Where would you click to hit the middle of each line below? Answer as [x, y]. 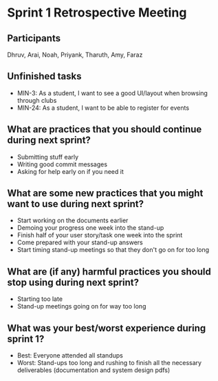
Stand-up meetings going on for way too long [81, 306]
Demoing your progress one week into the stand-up [90, 228]
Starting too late [40, 299]
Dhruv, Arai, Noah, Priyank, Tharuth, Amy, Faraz [75, 55]
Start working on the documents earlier [73, 221]
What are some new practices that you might [105, 194]
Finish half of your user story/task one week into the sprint [100, 235]
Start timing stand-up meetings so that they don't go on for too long [113, 250]
